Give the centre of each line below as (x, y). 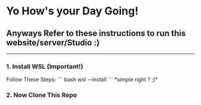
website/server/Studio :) (53, 42)
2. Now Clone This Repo (42, 95)
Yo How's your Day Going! (72, 11)
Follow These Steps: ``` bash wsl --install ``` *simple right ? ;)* (82, 80)
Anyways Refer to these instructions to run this (96, 33)
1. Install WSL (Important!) (45, 66)
